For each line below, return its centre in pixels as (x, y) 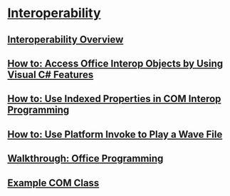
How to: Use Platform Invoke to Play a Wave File (115, 134)
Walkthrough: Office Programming (85, 159)
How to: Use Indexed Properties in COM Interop (114, 99)
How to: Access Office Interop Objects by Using (115, 63)
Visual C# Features (51, 74)
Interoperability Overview (66, 40)
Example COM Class (53, 183)
